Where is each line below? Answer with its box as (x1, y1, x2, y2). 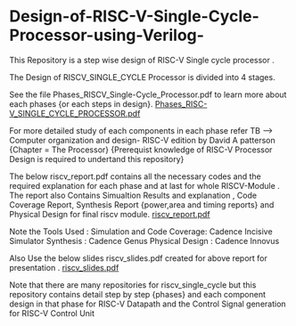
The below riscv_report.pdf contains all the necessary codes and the (9, 171, 261, 182)
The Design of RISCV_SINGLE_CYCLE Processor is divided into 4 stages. (9, 71, 275, 82)
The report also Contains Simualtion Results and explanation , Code (9, 190, 257, 200)
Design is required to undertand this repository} (9, 153, 185, 164)
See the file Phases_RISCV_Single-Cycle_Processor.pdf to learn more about (9, 89, 287, 100)
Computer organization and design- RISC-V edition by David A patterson (9, 134, 275, 145)
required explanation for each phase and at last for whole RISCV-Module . (9, 180, 281, 191)
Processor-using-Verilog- (9, 25, 205, 45)
